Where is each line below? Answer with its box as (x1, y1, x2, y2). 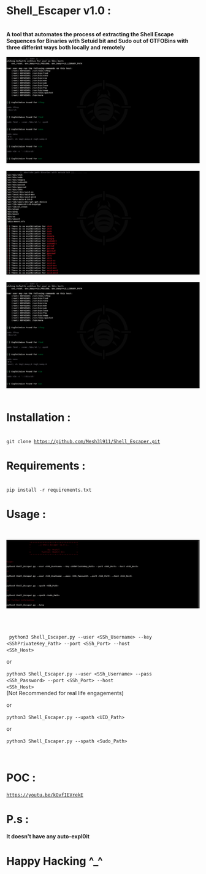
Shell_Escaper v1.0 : (6, 4, 112, 18)
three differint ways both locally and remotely (6, 44, 126, 51)
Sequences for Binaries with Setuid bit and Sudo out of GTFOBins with (6, 37, 189, 44)
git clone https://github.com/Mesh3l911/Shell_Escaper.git (6, 438, 161, 444)
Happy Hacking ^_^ (6, 854, 103, 868)
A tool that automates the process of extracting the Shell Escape (6, 30, 174, 37)
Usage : (6, 507, 46, 521)
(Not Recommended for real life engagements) (6, 690, 124, 697)
